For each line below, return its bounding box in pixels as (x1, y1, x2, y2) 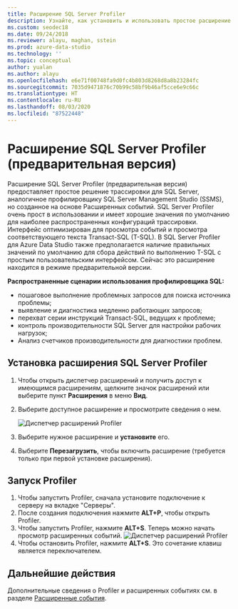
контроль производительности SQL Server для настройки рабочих (17, 321, 222, 329)
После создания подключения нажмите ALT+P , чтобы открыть (17, 508, 210, 518)
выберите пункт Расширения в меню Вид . (17, 391, 148, 400)
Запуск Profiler (7, 474, 77, 486)
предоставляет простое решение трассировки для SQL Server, (7, 187, 200, 196)
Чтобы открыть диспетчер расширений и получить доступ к (17, 376, 202, 384)
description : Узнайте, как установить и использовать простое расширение (7, 17, 232, 24)
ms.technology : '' (7, 51, 62, 58)
